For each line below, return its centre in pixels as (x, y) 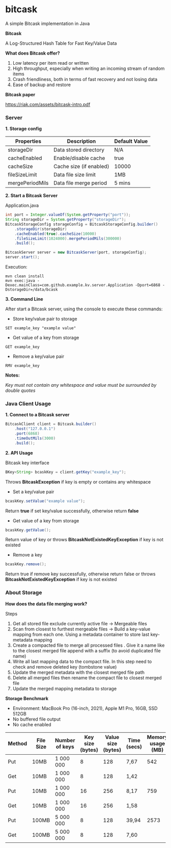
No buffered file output (37, 719)
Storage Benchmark (27, 698)
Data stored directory (79, 150)
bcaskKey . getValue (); (28, 530)
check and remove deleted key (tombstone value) (65, 667)
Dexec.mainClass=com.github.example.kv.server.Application (69, 285)
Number (65, 740)
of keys (65, 747)
